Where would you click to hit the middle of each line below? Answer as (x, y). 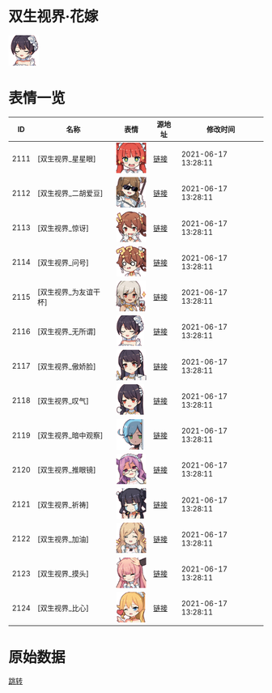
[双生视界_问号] (63, 262)
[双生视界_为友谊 (66, 292)
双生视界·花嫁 (53, 17)
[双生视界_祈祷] (63, 504)
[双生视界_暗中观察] (70, 435)
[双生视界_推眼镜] (67, 470)
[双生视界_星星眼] (67, 159)
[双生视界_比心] (63, 608)
